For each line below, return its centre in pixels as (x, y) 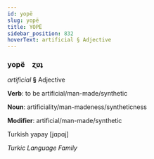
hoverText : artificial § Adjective (59, 40)
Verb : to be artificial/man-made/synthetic (68, 94)
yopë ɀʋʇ (25, 65)
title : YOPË (25, 27)
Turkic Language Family (42, 148)
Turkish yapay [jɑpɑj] (38, 134)
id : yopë (20, 14)
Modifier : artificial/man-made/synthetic (65, 121)
